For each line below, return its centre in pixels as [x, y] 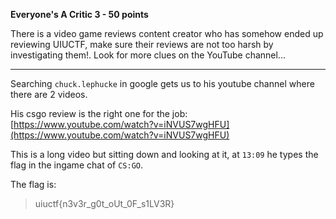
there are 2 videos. [49, 94]
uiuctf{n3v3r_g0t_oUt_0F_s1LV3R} [104, 203]
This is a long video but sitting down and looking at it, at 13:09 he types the [164, 154]
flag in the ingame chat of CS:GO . [76, 165]
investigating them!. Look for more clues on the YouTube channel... [148, 55]
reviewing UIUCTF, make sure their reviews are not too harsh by [142, 44]
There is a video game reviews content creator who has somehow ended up [167, 33]
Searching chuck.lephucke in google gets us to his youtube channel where [162, 83]
